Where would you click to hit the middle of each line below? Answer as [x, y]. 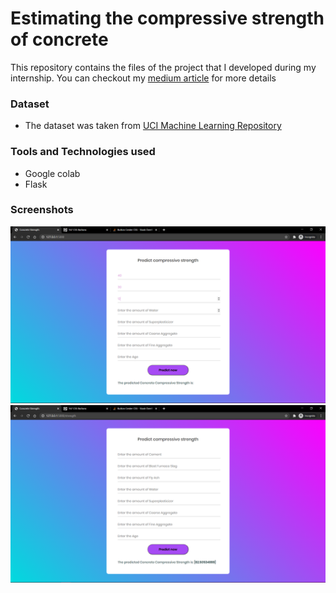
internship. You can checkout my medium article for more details [143, 78]
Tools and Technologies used [83, 152]
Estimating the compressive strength [167, 18]
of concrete [59, 39]
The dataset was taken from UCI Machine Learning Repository [153, 126]
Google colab [52, 173]
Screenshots [42, 210]
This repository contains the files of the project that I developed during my [163, 67]
